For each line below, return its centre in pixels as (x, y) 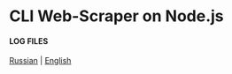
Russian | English (40, 61)
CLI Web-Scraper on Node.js (116, 16)
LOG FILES (29, 41)
